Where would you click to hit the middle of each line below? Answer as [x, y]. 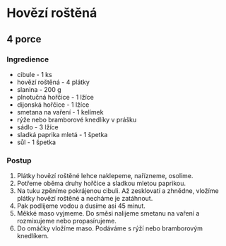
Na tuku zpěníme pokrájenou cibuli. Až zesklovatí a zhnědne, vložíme [118, 191]
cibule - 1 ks [34, 74]
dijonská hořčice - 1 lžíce [53, 105]
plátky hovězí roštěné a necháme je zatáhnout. [85, 199]
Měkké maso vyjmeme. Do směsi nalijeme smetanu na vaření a [108, 213]
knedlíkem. [33, 236]
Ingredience [28, 59]
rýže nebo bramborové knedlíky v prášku [77, 119]
